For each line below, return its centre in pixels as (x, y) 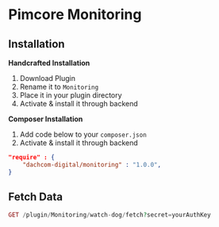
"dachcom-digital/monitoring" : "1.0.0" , (92, 164)
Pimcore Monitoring (75, 15)
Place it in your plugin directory (71, 95)
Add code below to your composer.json (83, 134)
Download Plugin (47, 78)
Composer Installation (46, 119)
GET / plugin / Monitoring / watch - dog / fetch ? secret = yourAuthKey (110, 215)
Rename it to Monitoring (59, 87)
